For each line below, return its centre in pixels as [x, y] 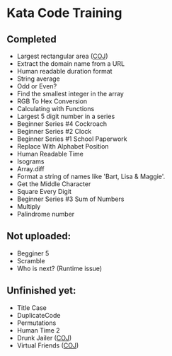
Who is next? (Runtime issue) [59, 268]
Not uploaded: [39, 236]
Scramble [31, 260]
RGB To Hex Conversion [52, 101]
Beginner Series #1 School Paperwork [72, 139]
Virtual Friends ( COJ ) [48, 345]
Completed [32, 39]
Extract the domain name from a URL [71, 64]
